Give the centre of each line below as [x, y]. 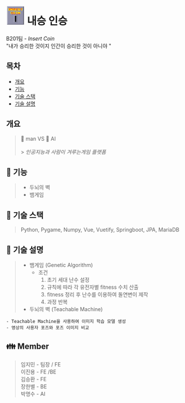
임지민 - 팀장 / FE [41, 364]
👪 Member [28, 347]
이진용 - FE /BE [38, 372]
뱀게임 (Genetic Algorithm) [61, 265]
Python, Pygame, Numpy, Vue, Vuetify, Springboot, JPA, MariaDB [100, 230]
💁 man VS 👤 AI [38, 138]
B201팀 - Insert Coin [30, 38]
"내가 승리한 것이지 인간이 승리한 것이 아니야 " [59, 46]
